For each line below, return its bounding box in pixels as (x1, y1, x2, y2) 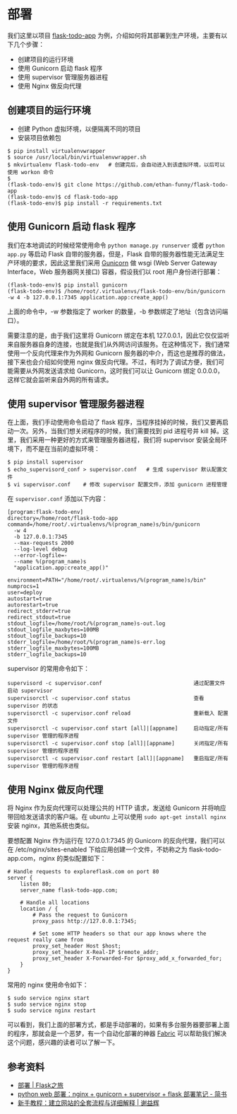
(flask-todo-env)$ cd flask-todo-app (7, 193, 119, 200)
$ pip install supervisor (7, 459, 83, 466)
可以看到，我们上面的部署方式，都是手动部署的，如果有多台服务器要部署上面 (7, 1021, 230, 1029)
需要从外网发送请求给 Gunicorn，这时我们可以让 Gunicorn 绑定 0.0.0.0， (13, 366, 224, 375)
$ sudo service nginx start (7, 995, 90, 1002)
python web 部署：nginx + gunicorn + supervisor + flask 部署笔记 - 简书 (17, 1090, 227, 1098)
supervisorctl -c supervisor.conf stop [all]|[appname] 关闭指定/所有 (7, 740, 229, 747)
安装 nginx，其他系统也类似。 (7, 822, 94, 830)
